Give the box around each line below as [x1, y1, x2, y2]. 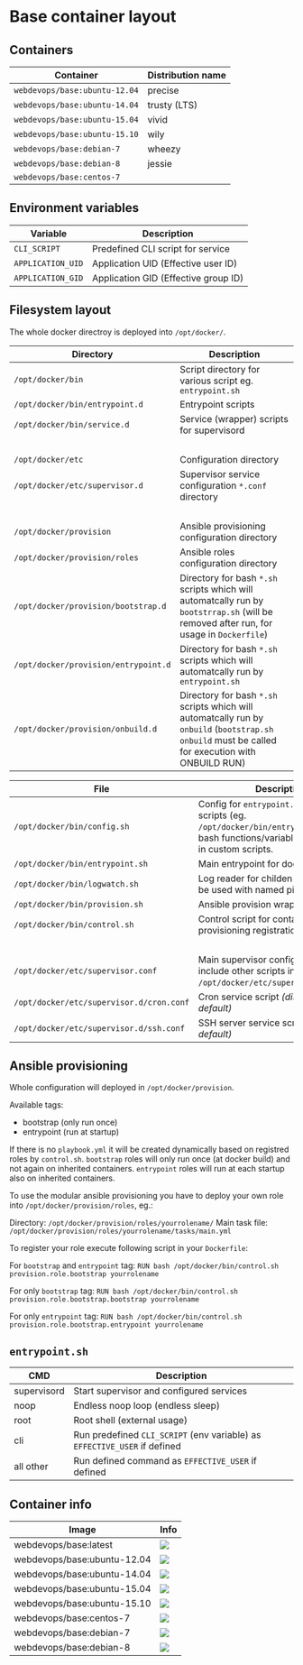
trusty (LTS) [147, 99, 198, 111]
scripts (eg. [197, 809, 246, 822]
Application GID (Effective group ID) [91, 271, 244, 284]
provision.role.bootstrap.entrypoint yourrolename [9, 1320, 204, 1329]
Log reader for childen [197, 872, 293, 885]
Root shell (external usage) [73, 1414, 188, 1427]
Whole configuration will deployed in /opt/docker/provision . [9, 1082, 234, 1093]
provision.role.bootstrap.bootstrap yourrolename [9, 1295, 200, 1304]
